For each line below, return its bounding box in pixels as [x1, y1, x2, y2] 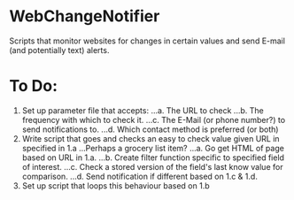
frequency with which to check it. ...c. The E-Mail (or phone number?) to [21, 114, 286, 125]
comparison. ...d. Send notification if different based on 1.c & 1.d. [21, 171, 259, 181]
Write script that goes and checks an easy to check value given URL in [21, 133, 281, 143]
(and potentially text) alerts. [9, 44, 110, 55]
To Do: [9, 76, 58, 96]
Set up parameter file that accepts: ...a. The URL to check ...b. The [21, 104, 264, 116]
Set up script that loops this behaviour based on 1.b [21, 180, 210, 191]
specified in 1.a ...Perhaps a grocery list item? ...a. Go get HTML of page [21, 142, 285, 153]
